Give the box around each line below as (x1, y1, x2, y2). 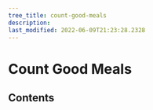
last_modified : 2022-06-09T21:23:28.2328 (8, 26, 146, 34)
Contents (8, 91, 55, 104)
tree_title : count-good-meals (8, 11, 107, 20)
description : (8, 19, 51, 27)
